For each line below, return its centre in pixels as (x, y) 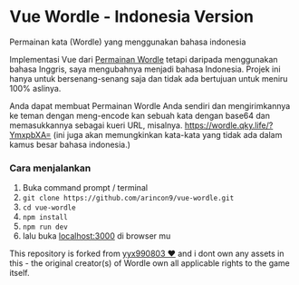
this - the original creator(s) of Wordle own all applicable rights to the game (149, 263)
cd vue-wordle (49, 208)
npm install (45, 218)
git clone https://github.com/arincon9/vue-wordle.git (128, 198)
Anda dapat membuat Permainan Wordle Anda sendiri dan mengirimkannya (150, 105)
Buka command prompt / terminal (85, 188)
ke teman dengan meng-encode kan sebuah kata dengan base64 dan (140, 115)
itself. (19, 273)
